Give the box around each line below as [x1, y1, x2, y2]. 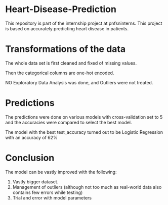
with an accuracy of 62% [5, 134, 58, 140]
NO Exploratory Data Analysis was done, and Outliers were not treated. [5, 79, 153, 85]
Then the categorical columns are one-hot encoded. [5, 70, 114, 76]
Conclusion [5, 152, 55, 164]
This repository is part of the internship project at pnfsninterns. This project [5, 20, 162, 26]
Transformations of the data [5, 43, 125, 55]
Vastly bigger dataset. [12, 178, 59, 185]
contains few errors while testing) [12, 189, 83, 195]
